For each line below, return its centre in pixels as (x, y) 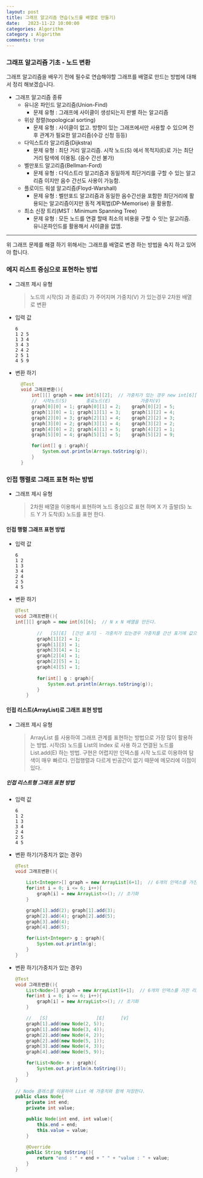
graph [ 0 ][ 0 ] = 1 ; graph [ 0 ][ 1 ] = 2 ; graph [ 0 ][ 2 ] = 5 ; (103, 407)
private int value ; (51, 1108)
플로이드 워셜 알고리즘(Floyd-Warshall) (70, 188)
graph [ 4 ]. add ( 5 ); (48, 927)
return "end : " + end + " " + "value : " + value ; (104, 1158)
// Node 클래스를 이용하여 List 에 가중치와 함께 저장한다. (80, 1091)
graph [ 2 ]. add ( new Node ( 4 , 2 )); (66, 1035)
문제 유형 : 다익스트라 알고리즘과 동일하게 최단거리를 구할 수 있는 (109, 173)
